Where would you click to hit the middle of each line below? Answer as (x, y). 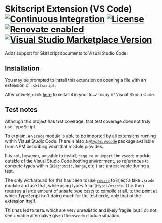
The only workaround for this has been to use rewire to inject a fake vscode (80, 180)
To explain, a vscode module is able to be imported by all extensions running (81, 136)
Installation (22, 68)
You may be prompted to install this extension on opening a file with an (75, 80)
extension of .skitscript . (31, 85)
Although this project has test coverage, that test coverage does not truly (78, 121)
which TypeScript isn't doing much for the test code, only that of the (73, 196)
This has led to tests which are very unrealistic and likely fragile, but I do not (81, 210)
